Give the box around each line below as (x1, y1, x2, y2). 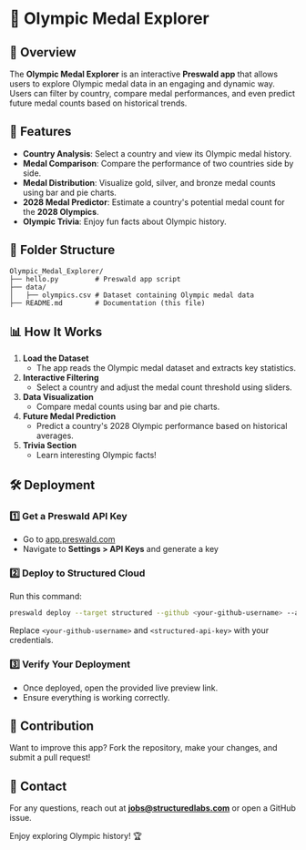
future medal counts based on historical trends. (9, 97, 188, 108)
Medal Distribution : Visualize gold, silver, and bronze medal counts (22, 177, 276, 188)
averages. (36, 430, 75, 441)
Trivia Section (22, 440, 77, 451)
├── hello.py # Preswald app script (9, 274, 181, 283)
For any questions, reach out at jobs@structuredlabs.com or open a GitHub (9, 803, 296, 814)
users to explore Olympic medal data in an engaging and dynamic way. (9, 78, 276, 89)
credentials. (9, 635, 54, 646)
